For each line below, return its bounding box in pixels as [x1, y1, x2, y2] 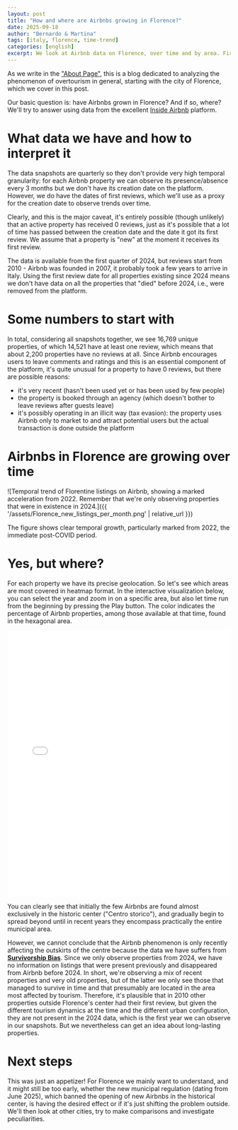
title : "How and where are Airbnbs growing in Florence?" [7, 17, 182, 24]
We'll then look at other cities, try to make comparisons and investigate [7, 1107, 215, 1115]
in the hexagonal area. [7, 617, 72, 625]
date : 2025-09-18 [7, 23, 59, 30]
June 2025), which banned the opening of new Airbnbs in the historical [7, 1092, 215, 1100]
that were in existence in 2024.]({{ [7, 502, 108, 510]
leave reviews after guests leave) [17, 401, 115, 409]
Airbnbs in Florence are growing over [7, 448, 230, 464]
